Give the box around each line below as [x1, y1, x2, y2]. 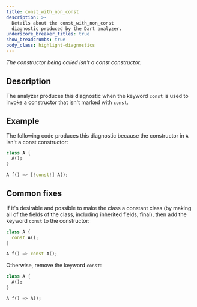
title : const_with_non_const [6, 8, 79, 15]
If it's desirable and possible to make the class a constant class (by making [6, 204, 192, 211]
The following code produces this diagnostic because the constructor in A [6, 132, 189, 139]
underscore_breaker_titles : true [6, 31, 90, 37]
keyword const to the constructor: [6, 217, 90, 224]
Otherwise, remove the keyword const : [6, 262, 102, 269]
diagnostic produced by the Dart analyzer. [11, 25, 122, 32]
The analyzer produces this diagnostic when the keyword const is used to [6, 92, 189, 99]
